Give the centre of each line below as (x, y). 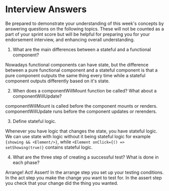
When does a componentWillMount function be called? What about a (84, 90)
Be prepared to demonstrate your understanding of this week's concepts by (84, 23)
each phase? (26, 162)
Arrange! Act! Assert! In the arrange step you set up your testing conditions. (84, 172)
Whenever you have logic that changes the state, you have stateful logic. (81, 131)
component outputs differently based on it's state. (58, 81)
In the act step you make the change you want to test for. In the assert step (84, 178)
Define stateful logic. (35, 121)
